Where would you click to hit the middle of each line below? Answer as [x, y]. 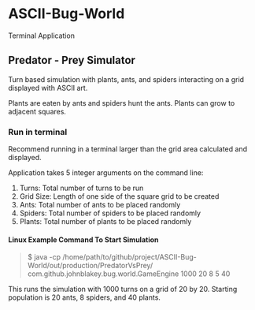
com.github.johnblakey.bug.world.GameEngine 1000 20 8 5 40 [129, 274]
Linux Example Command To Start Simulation [83, 239]
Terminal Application [41, 35]
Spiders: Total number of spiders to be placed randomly [110, 213]
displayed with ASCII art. [48, 88]
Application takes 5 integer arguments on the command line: [106, 173]
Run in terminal [38, 132]
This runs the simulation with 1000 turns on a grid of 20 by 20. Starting [123, 289]
